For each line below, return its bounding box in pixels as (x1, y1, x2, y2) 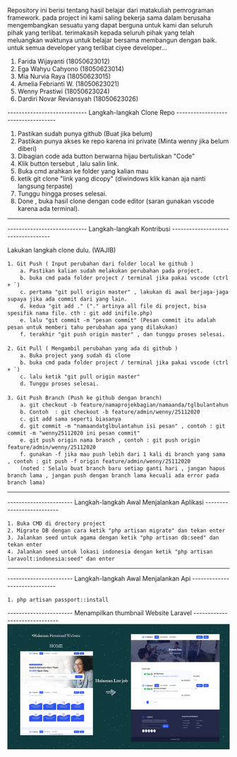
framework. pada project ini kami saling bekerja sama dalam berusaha (7, 13, 212, 22)
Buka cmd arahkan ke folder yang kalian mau (17, 167, 149, 175)
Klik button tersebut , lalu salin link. (17, 159, 119, 168)
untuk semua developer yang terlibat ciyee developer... (7, 44, 167, 52)
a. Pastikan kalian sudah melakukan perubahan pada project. (20, 267, 203, 274)
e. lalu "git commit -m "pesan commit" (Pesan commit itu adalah (20, 317, 217, 324)
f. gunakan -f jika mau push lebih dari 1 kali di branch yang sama (20, 451, 226, 458)
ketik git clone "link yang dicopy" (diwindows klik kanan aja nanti (17, 174, 206, 183)
